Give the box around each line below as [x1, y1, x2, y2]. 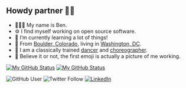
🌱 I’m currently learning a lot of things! [14, 33, 108, 41]
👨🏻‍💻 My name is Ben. [14, 21, 67, 28]
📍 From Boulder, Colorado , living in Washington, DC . [14, 40, 142, 47]
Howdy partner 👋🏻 [6, 6, 75, 16]
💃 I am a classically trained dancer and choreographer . [14, 46, 148, 53]
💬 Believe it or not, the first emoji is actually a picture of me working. [14, 52, 181, 59]
